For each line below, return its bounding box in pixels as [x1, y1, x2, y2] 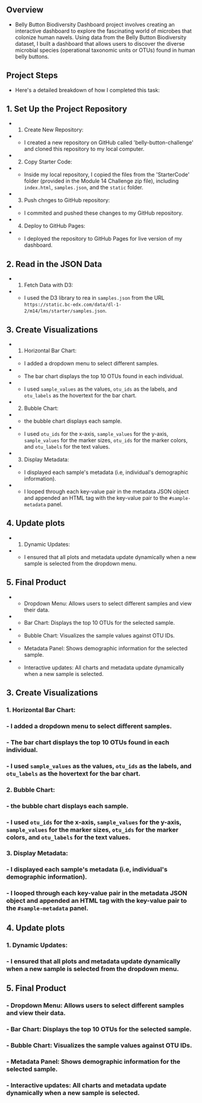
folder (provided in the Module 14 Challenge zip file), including [24, 177, 179, 185]
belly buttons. [14, 52, 49, 60]
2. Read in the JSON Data [6, 259, 103, 269]
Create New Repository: [24, 126, 84, 133]
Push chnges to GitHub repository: [24, 197, 110, 204]
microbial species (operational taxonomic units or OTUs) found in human [14, 46, 195, 54]
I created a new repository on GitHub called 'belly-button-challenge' [24, 139, 194, 147]
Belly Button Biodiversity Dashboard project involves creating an [14, 21, 175, 28]
